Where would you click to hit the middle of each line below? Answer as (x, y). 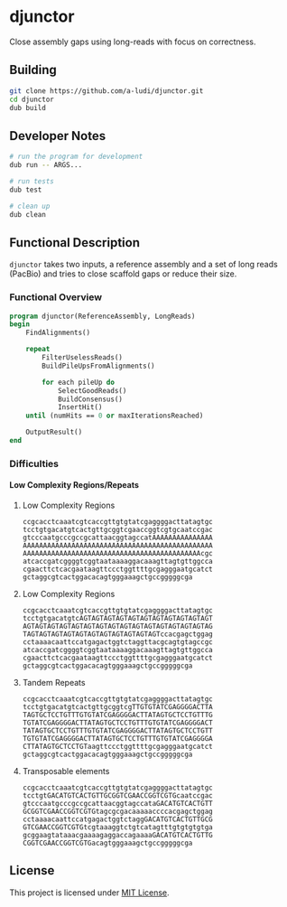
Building (33, 70)
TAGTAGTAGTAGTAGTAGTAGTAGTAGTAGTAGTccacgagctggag (118, 634)
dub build (28, 108)
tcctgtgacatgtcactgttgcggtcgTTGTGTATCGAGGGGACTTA (118, 707)
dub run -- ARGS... (46, 165)
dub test (26, 190)
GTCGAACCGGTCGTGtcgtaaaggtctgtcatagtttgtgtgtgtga (118, 828)
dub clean (28, 214)
